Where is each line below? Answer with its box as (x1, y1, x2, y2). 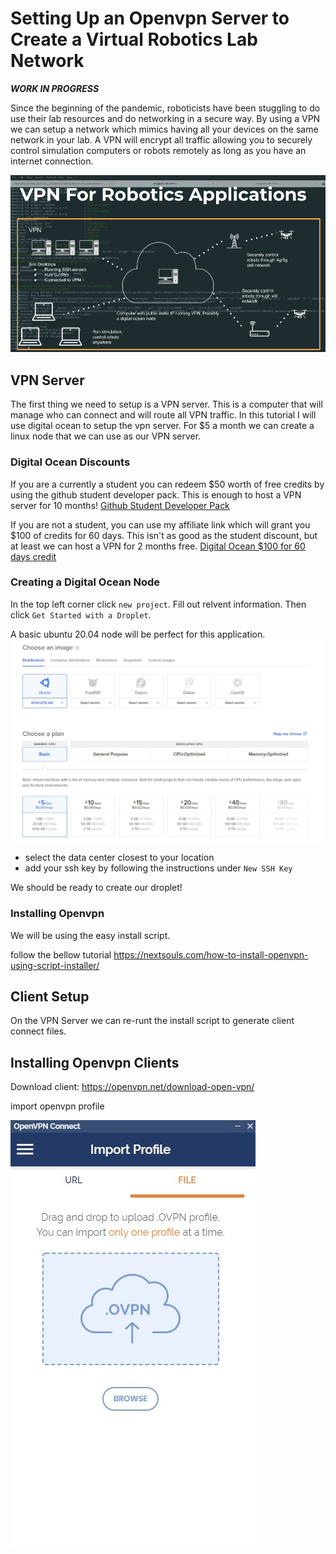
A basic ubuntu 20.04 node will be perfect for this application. (10, 628, 266, 640)
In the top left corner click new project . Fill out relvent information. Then (10, 598, 307, 610)
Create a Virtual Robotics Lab (10, 28, 258, 51)
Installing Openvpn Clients (10, 1054, 180, 1071)
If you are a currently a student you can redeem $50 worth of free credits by (10, 478, 325, 490)
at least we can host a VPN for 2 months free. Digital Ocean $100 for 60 (10, 540, 306, 552)
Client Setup (10, 988, 90, 1005)
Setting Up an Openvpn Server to (10, 7, 290, 30)
